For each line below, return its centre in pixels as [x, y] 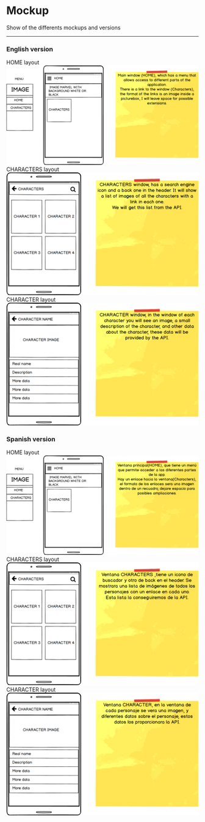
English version [30, 49]
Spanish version [31, 439]
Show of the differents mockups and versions [63, 28]
